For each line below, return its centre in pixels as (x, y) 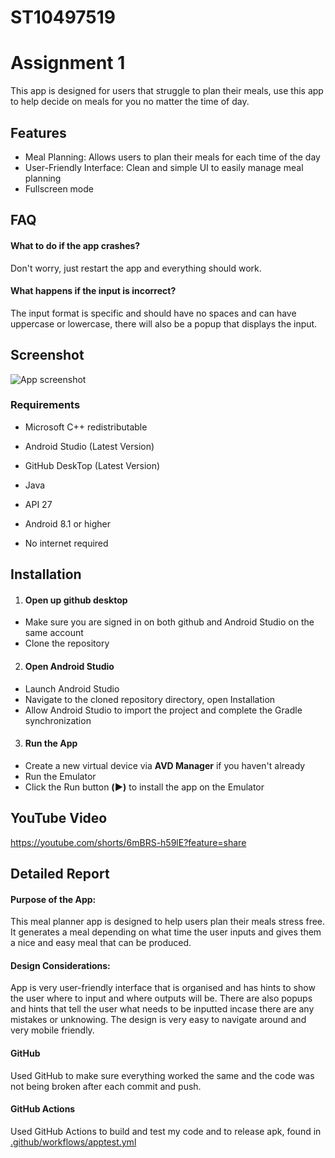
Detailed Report (60, 874)
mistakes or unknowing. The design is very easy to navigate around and (158, 1020)
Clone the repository (67, 643)
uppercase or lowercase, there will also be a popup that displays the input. (164, 323)
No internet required (66, 543)
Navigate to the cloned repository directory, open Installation (150, 699)
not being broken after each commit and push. (106, 1086)
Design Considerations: (60, 965)
